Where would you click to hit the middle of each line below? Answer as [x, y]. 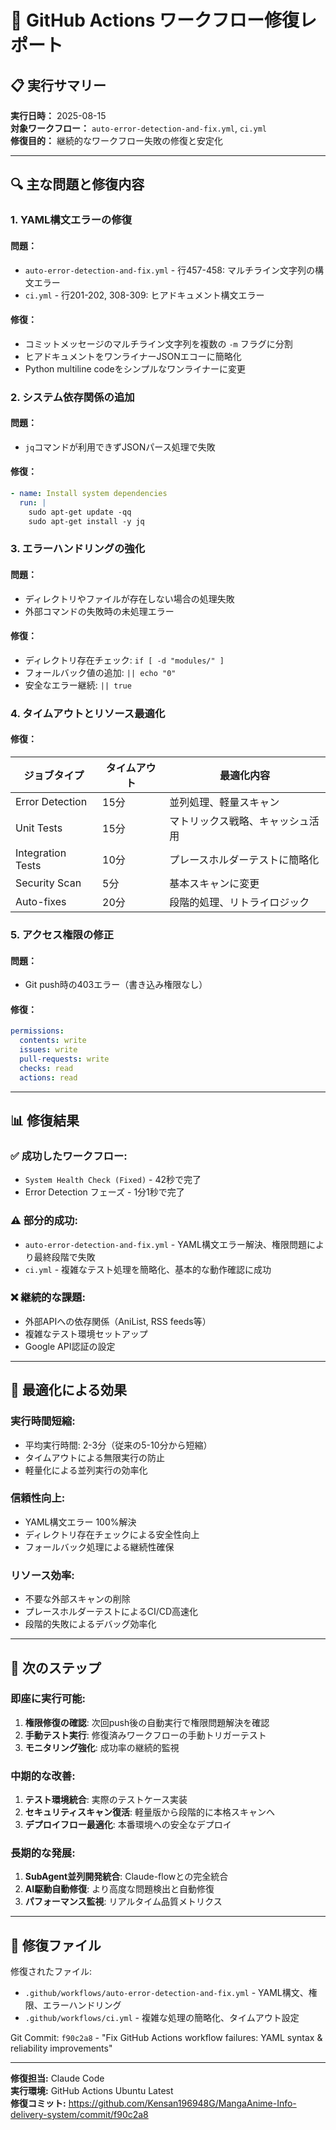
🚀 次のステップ [56, 1667]
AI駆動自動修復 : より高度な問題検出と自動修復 [119, 1889]
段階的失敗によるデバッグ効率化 [90, 1624]
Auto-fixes [41, 901]
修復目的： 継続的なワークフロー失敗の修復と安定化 [116, 140]
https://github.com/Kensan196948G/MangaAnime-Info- [182, 2103]
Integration [41, 853]
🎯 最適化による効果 [69, 1390]
